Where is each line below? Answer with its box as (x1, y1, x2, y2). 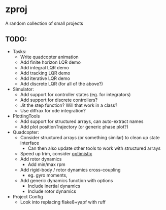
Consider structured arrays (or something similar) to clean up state (20, 134, 160, 140)
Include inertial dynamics (27, 183, 80, 189)
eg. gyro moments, (27, 172, 68, 178)
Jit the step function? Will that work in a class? (20, 102, 118, 108)
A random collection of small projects (5, 20, 84, 26)
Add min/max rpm (27, 161, 66, 167)
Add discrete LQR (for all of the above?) (20, 80, 103, 87)
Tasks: (12, 48, 27, 54)
